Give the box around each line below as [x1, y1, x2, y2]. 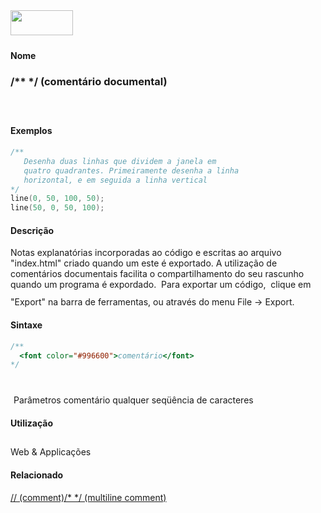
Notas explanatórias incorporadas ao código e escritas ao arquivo [10, 247, 282, 259]
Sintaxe [10, 319, 43, 331]
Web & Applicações [10, 446, 92, 458]
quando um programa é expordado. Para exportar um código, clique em [10, 279, 312, 291]
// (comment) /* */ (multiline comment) [10, 491, 167, 503]
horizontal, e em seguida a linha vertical [23, 175, 208, 185]
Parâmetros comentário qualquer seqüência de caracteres [13, 394, 254, 406]
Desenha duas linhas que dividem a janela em [23, 156, 217, 166]
